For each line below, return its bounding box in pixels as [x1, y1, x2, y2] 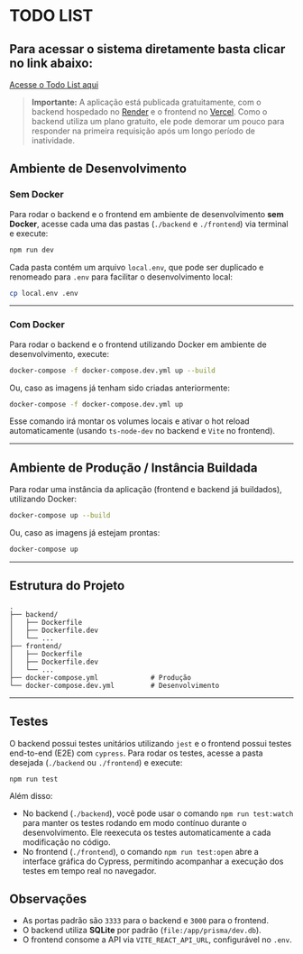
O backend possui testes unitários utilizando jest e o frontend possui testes [9, 738, 292, 748]
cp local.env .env [9, 289, 78, 298]
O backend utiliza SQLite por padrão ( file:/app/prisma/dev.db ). [22, 925, 262, 936]
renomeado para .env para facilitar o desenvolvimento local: [9, 271, 233, 282]
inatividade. [31, 135, 75, 145]
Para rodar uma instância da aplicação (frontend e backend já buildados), [9, 484, 282, 495]
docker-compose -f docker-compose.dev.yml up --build [9, 366, 216, 375]
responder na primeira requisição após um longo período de [31, 125, 255, 136]
